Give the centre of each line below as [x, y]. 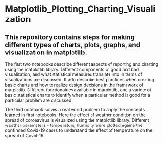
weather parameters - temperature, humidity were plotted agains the [74, 125]
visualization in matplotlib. [46, 52]
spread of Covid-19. [25, 135]
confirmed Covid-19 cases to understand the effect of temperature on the [79, 130]
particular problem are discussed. [39, 100]
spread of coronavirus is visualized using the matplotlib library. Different [77, 120]
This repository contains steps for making [70, 37]
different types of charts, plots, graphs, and [72, 45]
